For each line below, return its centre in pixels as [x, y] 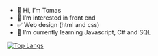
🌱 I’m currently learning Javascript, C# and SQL [84, 32]
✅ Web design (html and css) [58, 25]
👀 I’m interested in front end [56, 18]
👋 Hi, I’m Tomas [39, 10]
